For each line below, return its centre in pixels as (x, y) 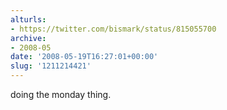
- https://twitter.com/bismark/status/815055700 (113, 29)
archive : (28, 38)
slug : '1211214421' (51, 66)
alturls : (28, 19)
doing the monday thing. (61, 94)
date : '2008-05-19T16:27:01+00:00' (84, 57)
